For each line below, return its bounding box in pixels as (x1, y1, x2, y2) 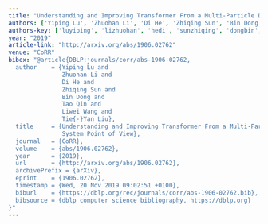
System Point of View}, (61, 129, 141, 137)
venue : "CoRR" (8, 48, 56, 56)
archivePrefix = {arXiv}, (15, 167, 102, 175)
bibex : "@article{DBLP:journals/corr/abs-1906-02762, (8, 56, 191, 64)
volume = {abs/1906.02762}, (15, 145, 120, 153)
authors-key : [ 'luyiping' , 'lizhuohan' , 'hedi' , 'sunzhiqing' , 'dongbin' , (8, 26, 262, 34)
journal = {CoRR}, (15, 137, 84, 145)
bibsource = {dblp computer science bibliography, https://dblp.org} (15, 196, 251, 204)
